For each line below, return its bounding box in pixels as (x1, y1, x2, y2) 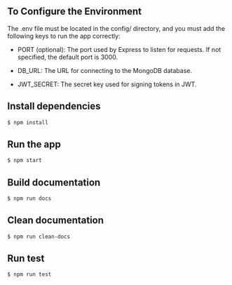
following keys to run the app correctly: (7, 32, 121, 40)
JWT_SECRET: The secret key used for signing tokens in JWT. (17, 80, 197, 88)
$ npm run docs (7, 195, 52, 202)
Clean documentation (7, 214, 104, 227)
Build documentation (7, 176, 101, 188)
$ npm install (7, 119, 49, 126)
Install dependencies (7, 100, 101, 112)
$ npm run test (7, 271, 52, 278)
